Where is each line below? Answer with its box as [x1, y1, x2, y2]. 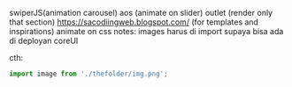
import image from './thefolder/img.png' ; [9, 69, 168, 78]
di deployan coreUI [9, 35, 79, 46]
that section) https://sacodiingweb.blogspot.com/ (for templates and [9, 17, 259, 27]
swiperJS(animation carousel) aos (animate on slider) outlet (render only [9, 8, 273, 18]
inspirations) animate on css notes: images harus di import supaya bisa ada [9, 26, 284, 36]
